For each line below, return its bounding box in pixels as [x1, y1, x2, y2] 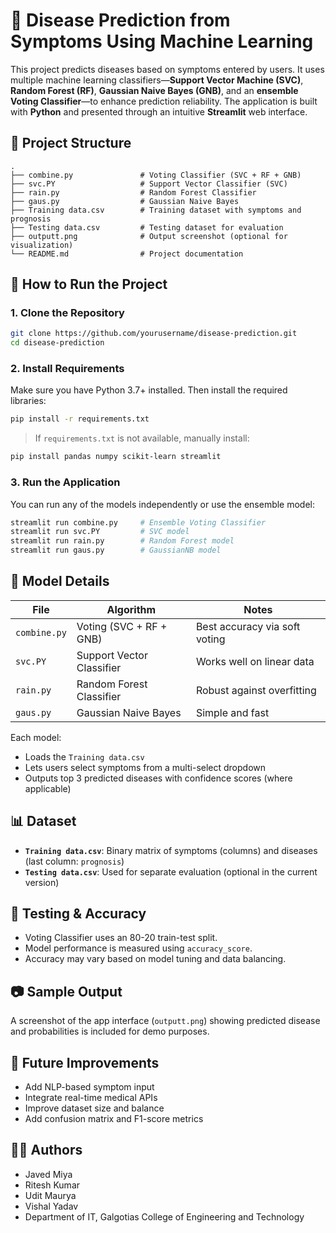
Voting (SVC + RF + [76, 619, 168, 633]
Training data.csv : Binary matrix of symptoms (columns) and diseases [24, 844, 318, 856]
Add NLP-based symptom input [24, 1081, 155, 1093]
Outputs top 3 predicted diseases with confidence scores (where [24, 772, 293, 784]
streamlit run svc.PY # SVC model [10, 527, 190, 537]
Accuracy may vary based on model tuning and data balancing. [24, 953, 287, 965]
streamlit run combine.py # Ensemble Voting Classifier [10, 517, 267, 528]
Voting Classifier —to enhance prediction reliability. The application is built [10, 95, 318, 107]
